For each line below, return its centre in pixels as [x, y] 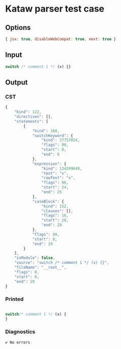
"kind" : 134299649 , [62, 168]
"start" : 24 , [55, 187]
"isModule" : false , [35, 258]
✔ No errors [18, 342]
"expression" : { [49, 164]
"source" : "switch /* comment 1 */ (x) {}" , [62, 263]
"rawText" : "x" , [58, 178]
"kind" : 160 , [46, 131]
